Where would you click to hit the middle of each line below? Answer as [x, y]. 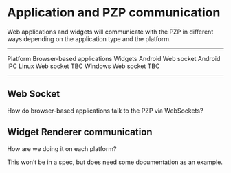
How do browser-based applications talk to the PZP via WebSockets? [105, 111]
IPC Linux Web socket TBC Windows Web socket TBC [84, 66]
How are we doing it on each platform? [62, 148]
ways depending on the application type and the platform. [89, 38]
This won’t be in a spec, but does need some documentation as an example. [115, 162]
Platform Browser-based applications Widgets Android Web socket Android [114, 58]
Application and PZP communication [114, 13]
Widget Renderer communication [80, 132]
